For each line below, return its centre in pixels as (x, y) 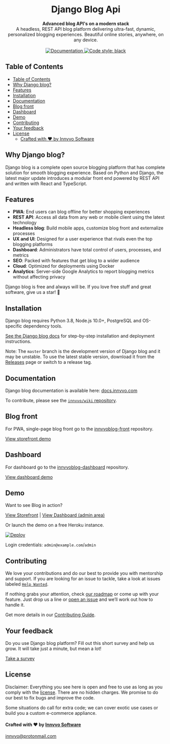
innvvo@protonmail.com (31, 736)
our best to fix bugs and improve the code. (50, 697)
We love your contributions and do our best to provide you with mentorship (84, 573)
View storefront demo (28, 438)
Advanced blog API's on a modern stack (86, 24)
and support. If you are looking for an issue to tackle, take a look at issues (83, 579)
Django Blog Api (86, 9)
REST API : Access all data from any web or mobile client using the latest (89, 217)
